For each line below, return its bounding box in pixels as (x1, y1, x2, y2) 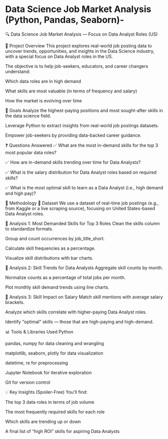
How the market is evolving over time (5, 97, 82, 103)
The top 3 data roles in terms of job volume (5, 399, 94, 405)
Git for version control (5, 379, 51, 385)
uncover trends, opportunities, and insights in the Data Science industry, (5, 48, 154, 54)
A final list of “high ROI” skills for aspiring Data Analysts (5, 428, 120, 434)
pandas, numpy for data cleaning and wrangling (5, 340, 104, 346)
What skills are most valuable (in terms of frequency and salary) (5, 88, 137, 94)
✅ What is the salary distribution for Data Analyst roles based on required (5, 169, 157, 175)
